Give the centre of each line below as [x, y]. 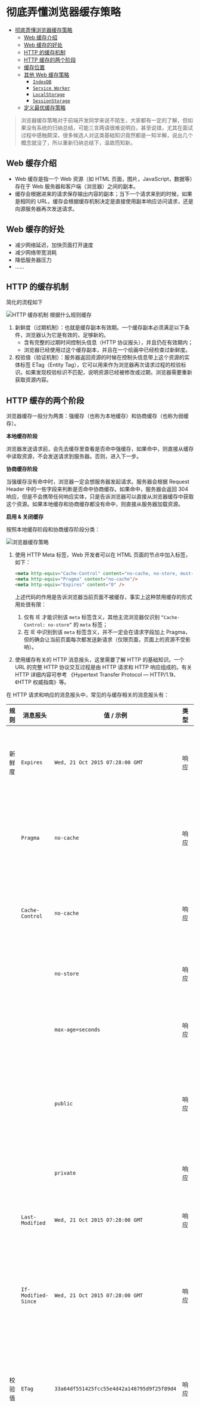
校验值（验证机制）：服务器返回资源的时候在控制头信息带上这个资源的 [99, 357]
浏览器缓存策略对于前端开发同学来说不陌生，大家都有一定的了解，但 [104, 120]
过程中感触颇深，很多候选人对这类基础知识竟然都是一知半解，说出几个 [107, 135]
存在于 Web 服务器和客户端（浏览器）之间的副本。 [76, 186]
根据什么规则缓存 [71, 315]
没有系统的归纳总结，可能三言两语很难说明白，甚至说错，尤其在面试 [110, 128]
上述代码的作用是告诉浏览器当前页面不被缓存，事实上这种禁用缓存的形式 [103, 597]
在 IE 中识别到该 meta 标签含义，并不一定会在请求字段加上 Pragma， [107, 632]
